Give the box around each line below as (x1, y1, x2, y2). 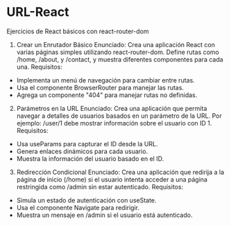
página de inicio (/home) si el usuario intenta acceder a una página (16, 175, 207, 184)
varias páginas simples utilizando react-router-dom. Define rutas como (16, 48, 220, 56)
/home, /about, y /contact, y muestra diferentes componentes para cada (16, 55, 223, 63)
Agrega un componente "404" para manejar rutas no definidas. (16, 91, 198, 99)
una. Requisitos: (16, 62, 63, 71)
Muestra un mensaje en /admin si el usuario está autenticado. (16, 211, 193, 219)
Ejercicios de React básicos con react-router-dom (6, 27, 149, 35)
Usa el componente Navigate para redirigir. (16, 203, 140, 211)
